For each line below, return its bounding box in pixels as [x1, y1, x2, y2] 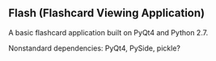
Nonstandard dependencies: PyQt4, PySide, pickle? [8, 43, 180, 53]
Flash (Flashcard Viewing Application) [8, 6, 205, 20]
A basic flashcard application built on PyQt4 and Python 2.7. [8, 27, 209, 37]
